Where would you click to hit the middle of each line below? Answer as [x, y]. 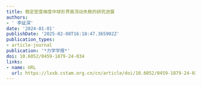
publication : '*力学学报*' [38, 51]
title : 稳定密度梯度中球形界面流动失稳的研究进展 [60, 12]
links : [14, 62]
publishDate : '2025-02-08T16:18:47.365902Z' [63, 34]
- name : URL [21, 67]
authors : [17, 17]
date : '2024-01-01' [31, 28]
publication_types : [31, 40]
